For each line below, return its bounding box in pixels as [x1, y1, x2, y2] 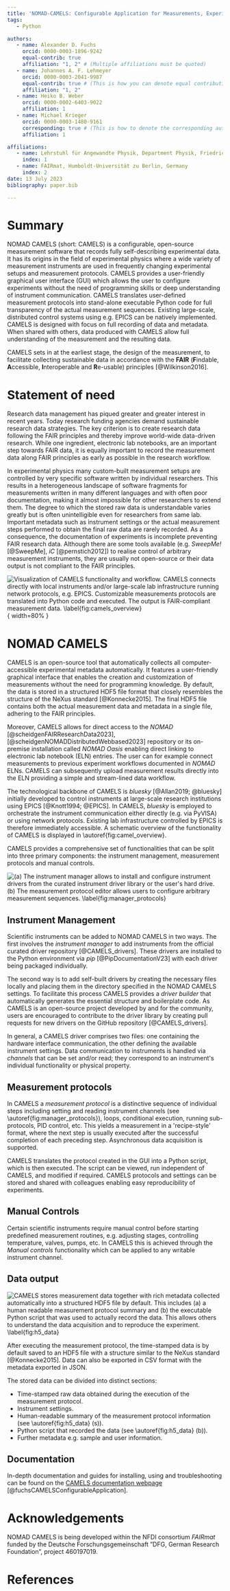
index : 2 [22, 169, 48, 176]
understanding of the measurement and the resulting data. [7, 335, 172, 344]
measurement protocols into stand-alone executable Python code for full [7, 298, 212, 307]
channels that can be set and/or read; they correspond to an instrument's [7, 1054, 214, 1062]
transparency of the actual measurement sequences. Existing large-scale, [7, 306, 216, 314]
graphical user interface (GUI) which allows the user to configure [7, 276, 190, 285]
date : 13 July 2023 [7, 175, 63, 182]
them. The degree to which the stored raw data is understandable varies [7, 503, 211, 512]
